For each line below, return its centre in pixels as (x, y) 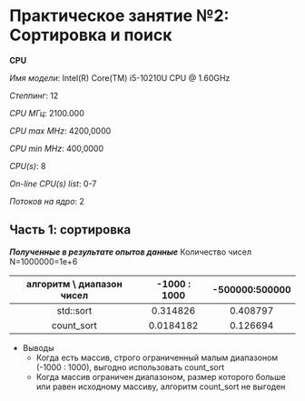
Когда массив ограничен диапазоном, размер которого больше (161, 376)
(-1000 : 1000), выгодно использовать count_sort (130, 367)
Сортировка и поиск (91, 35)
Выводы (38, 347)
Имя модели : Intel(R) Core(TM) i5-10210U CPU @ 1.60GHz (120, 77)
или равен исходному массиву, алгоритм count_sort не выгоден (161, 386)
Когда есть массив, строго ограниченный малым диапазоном (157, 357)
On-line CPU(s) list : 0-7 (53, 184)
